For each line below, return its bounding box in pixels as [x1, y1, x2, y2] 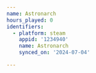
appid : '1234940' [19, 36, 69, 43]
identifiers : [6, 23, 44, 30]
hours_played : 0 [6, 17, 53, 24]
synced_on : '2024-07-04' [19, 49, 90, 56]
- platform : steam [12, 29, 66, 37]
